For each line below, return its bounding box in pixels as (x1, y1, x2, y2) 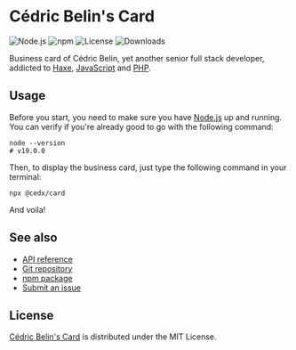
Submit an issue (21, 282, 82, 293)
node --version (9, 138, 66, 148)
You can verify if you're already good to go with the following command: (9, 121, 274, 132)
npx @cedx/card (9, 189, 66, 198)
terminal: (9, 171, 42, 182)
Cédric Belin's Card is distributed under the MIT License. (9, 331, 217, 342)
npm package (21, 273, 73, 283)
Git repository (21, 263, 73, 273)
